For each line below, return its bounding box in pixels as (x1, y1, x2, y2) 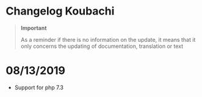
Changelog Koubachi (5, 4, 115, 18)
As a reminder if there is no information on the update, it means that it (20, 36, 196, 43)
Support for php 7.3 (14, 84, 63, 91)
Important (20, 24, 47, 32)
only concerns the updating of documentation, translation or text (20, 42, 184, 50)
